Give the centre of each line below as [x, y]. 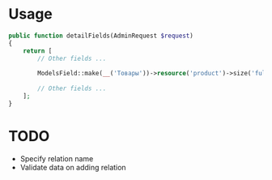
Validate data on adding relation [73, 167]
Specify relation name [57, 158]
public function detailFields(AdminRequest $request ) [101, 36]
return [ [38, 51]
